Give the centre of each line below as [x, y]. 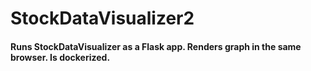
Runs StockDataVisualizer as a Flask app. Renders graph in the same [156, 46]
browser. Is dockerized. [60, 57]
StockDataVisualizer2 [102, 18]
